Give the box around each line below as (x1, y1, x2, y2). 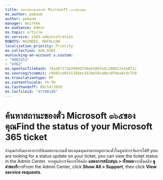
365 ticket (5, 132, 47, 142)
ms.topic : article (5, 30, 43, 35)
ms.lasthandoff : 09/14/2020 (5, 84, 63, 90)
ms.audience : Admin (5, 25, 45, 30)
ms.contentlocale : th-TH (5, 80, 56, 85)
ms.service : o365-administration (5, 35, 73, 40)
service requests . (5, 169, 42, 175)
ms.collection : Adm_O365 (5, 48, 56, 53)
